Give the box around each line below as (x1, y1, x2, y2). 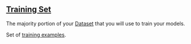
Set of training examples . (6, 31, 66, 38)
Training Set (6, 5, 51, 14)
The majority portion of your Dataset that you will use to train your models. (6, 20, 185, 27)
